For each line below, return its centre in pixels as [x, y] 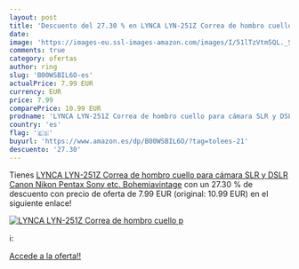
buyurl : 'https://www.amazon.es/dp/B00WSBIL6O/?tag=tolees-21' [129, 141]
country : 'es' [36, 125]
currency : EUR [36, 91]
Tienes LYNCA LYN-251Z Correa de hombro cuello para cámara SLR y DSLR [149, 175]
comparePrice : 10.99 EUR [55, 108]
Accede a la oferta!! [45, 256]
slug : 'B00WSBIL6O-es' [51, 75]
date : [19, 34]
